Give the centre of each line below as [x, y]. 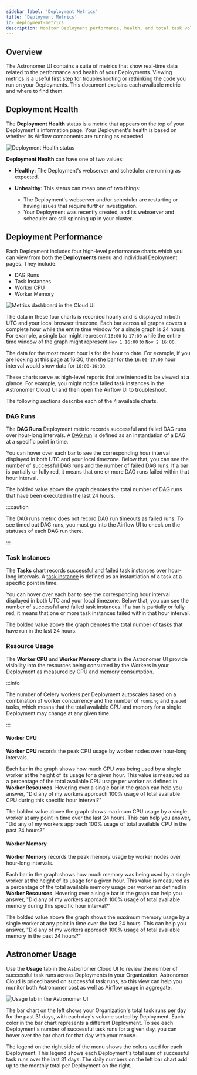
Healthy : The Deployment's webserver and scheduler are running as [97, 170]
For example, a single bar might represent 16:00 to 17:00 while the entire [93, 335]
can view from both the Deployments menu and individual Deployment [92, 257]
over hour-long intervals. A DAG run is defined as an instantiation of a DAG [96, 435]
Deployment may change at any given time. [58, 713]
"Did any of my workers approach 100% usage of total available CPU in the [97, 824]
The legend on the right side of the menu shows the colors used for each [94, 1047]
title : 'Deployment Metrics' [42, 17]
